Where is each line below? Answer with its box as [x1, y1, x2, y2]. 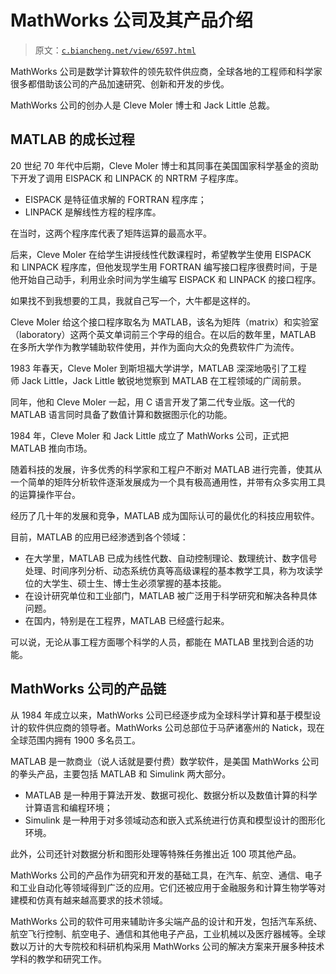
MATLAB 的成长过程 [10, 131, 135, 148]
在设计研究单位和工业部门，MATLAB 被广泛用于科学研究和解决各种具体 [24, 589, 318, 601]
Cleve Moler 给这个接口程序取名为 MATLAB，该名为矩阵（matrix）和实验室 [10, 316, 319, 328]
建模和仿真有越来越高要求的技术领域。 [10, 894, 168, 906]
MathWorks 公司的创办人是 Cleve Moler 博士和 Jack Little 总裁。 [10, 99, 275, 111]
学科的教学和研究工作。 [10, 952, 107, 965]
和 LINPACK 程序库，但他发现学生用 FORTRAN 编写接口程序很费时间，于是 [10, 261, 318, 273]
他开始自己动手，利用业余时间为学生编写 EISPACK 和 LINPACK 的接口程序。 [10, 273, 322, 285]
